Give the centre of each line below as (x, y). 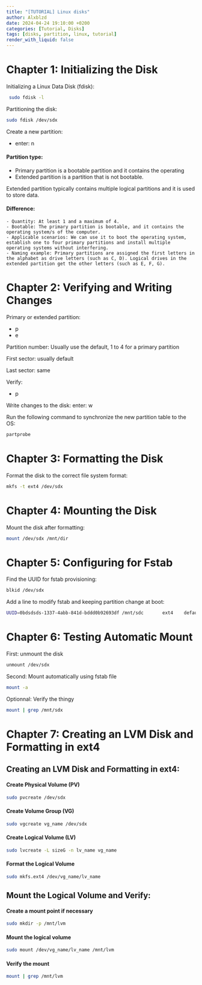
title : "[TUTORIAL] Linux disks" (48, 12)
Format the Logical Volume (41, 864)
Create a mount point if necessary (50, 911)
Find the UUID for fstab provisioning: (52, 579)
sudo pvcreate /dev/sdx (36, 797)
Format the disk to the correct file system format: (67, 475)
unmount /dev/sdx (28, 665)
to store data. (23, 195)
